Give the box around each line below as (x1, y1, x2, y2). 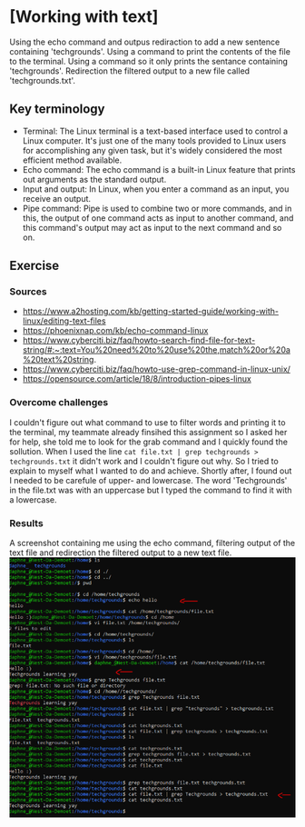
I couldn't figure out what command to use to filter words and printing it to (9, 416, 286, 428)
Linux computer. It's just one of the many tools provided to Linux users (22, 135, 287, 146)
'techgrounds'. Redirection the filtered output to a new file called (9, 65, 251, 76)
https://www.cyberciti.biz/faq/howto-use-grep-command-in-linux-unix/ (22, 364, 290, 374)
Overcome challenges (9, 396, 109, 409)
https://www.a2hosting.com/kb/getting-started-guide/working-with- (22, 306, 280, 317)
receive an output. (22, 193, 92, 204)
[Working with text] (9, 6, 159, 27)
